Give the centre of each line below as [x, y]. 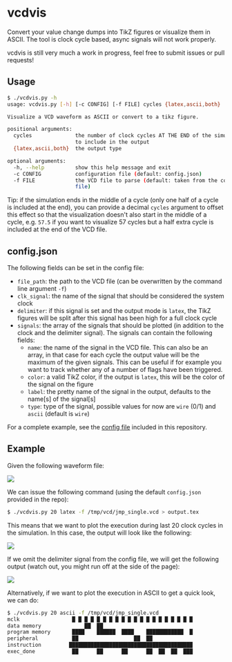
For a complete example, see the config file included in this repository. [107, 427]
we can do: [23, 600]
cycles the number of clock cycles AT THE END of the [113, 136]
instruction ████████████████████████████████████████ [100, 645]
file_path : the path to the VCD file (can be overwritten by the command [119, 281]
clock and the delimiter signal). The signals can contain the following [115, 333]
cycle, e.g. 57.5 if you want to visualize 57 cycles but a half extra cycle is [110, 222]
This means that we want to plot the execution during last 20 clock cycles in [115, 525]
